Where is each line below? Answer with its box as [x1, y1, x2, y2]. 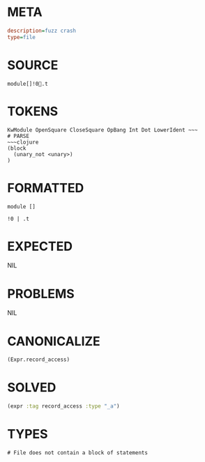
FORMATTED [7, 180, 84, 196]
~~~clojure [7, 139, 39, 146]
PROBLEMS [7, 286, 75, 302]
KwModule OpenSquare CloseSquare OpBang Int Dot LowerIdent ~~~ [7, 126, 198, 133]
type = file [7, 33, 36, 40]
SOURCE [7, 57, 59, 73]
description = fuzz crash [7, 27, 77, 34]
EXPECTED [7, 238, 73, 254]
